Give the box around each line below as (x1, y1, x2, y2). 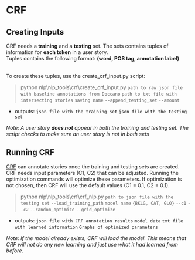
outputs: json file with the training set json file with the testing (14, 108, 187, 114)
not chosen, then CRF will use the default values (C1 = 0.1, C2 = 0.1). (6, 181, 170, 188)
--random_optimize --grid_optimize (30, 207, 116, 212)
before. (6, 247, 23, 254)
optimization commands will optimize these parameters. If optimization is (6, 175, 182, 183)
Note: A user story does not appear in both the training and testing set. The (6, 124, 189, 131)
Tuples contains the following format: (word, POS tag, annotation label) (6, 55, 180, 62)
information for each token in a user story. (6, 49, 108, 56)
